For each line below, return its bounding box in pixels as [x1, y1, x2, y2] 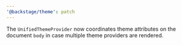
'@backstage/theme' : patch [6, 8, 75, 15]
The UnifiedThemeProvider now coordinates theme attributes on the [6, 25, 176, 32]
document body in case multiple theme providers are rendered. [6, 31, 164, 39]
